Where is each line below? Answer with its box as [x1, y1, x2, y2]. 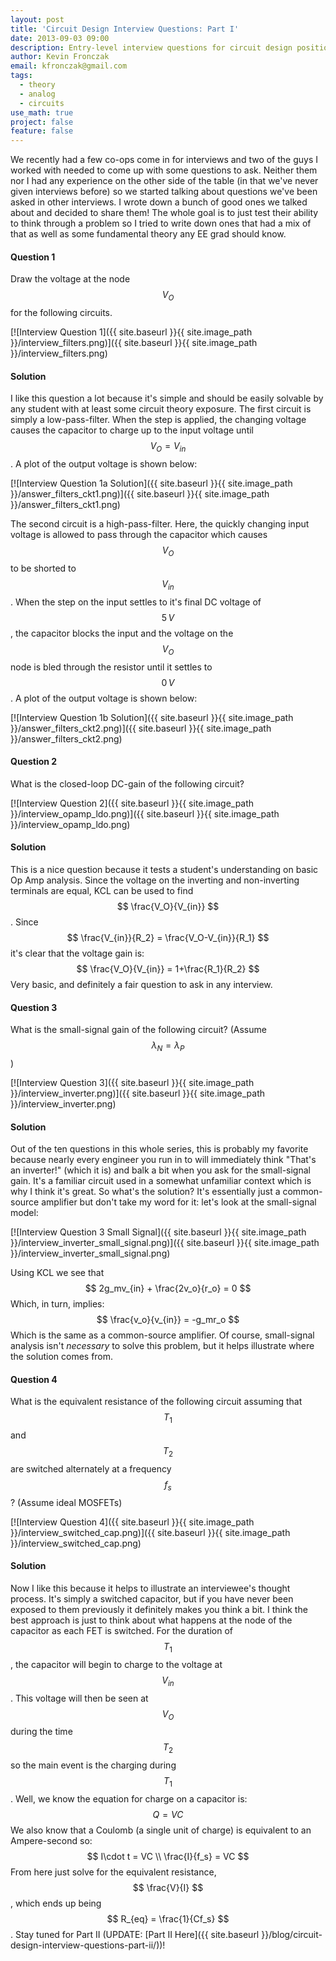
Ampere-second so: [10, 1834, 93, 1846]
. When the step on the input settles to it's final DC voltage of [10, 596, 262, 608]
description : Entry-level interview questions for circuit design [10, 42, 293, 53]
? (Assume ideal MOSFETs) [10, 1496, 123, 1508]
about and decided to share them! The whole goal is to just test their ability [10, 207, 319, 219]
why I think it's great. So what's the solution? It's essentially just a [10, 1186, 281, 1198]
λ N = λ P [151, 1039, 185, 1053]
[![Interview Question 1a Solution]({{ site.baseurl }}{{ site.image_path [10, 477, 293, 490]
